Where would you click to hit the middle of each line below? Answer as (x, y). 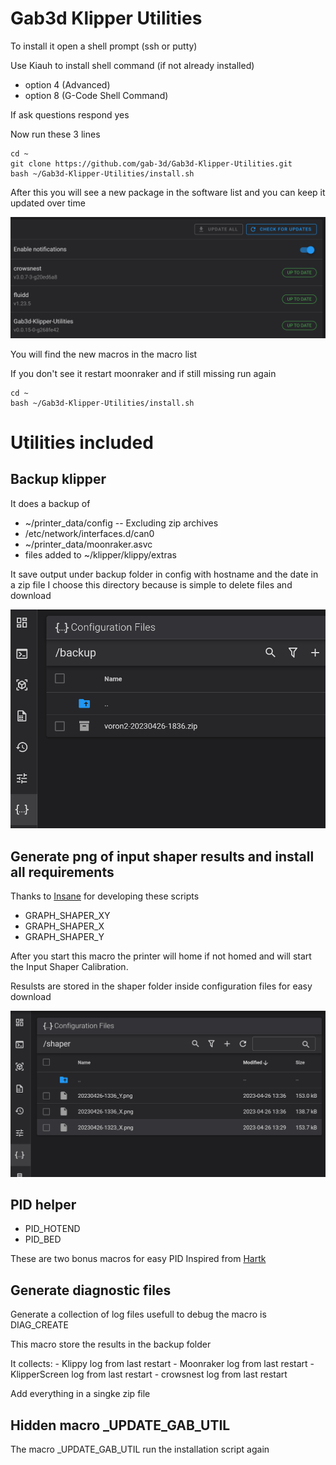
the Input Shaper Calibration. (69, 967)
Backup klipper (58, 479)
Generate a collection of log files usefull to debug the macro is (138, 1314)
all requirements (62, 872)
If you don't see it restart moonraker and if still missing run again (143, 373)
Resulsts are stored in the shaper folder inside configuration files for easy (161, 986)
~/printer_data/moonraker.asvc (88, 544)
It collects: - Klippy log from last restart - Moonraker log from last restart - (162, 1364)
